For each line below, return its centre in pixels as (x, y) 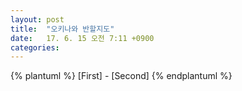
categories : (35, 47)
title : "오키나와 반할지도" (62, 29)
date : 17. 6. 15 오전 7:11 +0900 (82, 38)
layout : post (37, 19)
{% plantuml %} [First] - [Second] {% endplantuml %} (121, 76)
